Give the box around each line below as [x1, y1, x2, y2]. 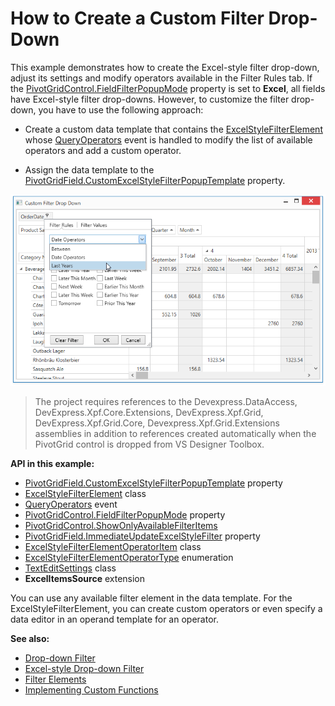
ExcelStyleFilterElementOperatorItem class [24, 540, 202, 552]
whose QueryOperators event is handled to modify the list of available [24, 133, 313, 146]
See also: [10, 632, 50, 644]
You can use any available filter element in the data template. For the [10, 592, 293, 604]
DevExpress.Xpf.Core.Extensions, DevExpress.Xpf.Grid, [34, 406, 264, 418]
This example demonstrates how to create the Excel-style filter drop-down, [10, 61, 320, 73]
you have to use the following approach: [38, 103, 204, 116]
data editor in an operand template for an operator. [10, 613, 219, 625]
